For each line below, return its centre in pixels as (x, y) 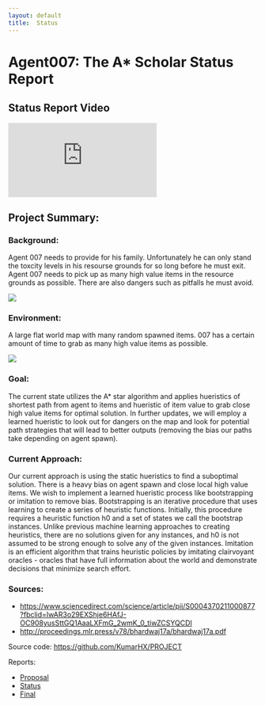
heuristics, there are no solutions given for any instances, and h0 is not (124, 535)
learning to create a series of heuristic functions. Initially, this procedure (125, 510)
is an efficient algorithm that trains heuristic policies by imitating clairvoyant (131, 552)
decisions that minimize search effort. (70, 569)
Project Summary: (54, 217)
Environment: (35, 318)
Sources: (26, 589)
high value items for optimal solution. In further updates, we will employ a (127, 413)
